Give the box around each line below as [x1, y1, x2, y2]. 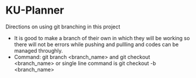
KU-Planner [5, 4, 64, 17]
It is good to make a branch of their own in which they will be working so [14, 34, 190, 41]
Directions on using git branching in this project [5, 23, 121, 30]
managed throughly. [14, 47, 63, 54]
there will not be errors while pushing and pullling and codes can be [14, 41, 179, 48]
